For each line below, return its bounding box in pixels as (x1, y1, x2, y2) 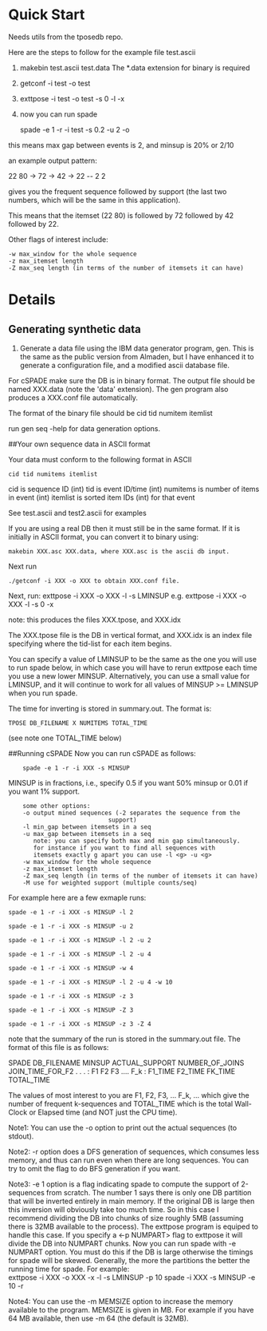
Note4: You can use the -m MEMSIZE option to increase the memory (8, 1296, 234, 1306)
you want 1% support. (8, 786, 80, 796)
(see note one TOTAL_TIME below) (8, 733, 122, 743)
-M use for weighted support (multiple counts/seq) (22, 878, 198, 887)
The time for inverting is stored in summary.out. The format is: (8, 703, 212, 713)
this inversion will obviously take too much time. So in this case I (8, 1204, 219, 1214)
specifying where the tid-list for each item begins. (8, 639, 172, 648)
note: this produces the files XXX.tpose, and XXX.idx (8, 615, 182, 624)
